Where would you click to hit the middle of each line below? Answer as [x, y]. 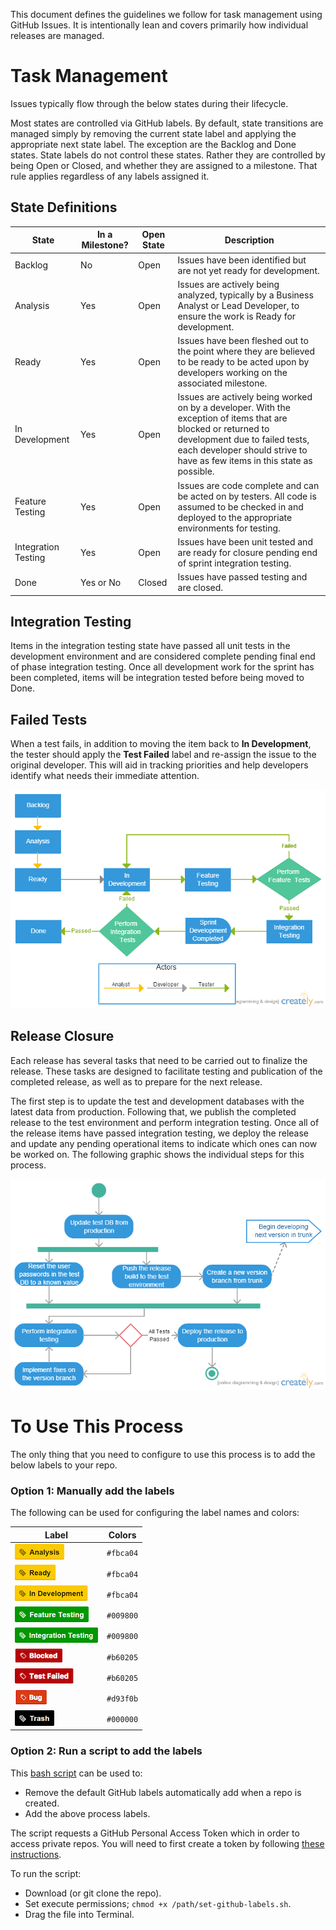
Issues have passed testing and [242, 577]
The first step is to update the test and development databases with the [157, 1101]
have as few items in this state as [245, 461]
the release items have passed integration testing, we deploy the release [159, 1133]
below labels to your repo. [64, 1465]
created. [42, 1803]
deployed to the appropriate [235, 517]
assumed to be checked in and [240, 506]
